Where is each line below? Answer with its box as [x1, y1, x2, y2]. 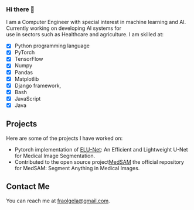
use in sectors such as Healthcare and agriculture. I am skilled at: [6, 31, 164, 38]
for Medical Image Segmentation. [14, 152, 96, 159]
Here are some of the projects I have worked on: [6, 135, 123, 142]
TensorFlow [14, 56, 43, 63]
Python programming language [14, 42, 90, 49]
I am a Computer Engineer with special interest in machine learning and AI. [6, 19, 186, 26]
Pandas [14, 68, 33, 75]
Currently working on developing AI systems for [6, 25, 122, 32]
